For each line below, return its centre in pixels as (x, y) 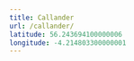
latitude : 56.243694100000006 (66, 34)
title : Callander (42, 17)
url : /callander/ (42, 26)
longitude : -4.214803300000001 (68, 43)
